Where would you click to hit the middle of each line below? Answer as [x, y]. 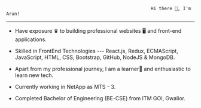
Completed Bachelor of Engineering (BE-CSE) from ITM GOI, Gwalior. [100, 98]
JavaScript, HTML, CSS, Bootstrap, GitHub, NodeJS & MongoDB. [95, 57]
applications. [31, 39]
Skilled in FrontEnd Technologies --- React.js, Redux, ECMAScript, [96, 51]
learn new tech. [34, 75]
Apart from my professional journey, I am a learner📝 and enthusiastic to [103, 69]
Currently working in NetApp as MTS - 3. [65, 87]
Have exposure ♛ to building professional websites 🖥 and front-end [98, 31]
